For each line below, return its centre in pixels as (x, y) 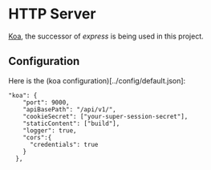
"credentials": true (64, 144)
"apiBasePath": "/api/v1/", (69, 109)
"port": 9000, (46, 102)
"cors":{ (37, 137)
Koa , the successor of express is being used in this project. (106, 36)
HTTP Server (52, 14)
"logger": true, (50, 130)
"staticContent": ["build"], (71, 123)
